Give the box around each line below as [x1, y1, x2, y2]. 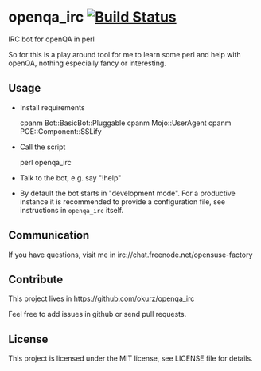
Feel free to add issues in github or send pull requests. [8, 310, 187, 319]
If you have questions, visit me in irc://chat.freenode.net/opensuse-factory [8, 250, 253, 259]
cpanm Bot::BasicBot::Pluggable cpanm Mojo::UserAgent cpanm [19, 118, 232, 128]
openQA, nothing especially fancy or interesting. [8, 58, 167, 68]
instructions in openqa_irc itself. [19, 205, 124, 215]
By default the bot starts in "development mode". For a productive [19, 188, 236, 198]
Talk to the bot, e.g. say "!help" [19, 172, 122, 183]
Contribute [8, 272, 64, 286]
